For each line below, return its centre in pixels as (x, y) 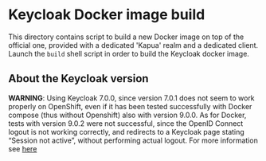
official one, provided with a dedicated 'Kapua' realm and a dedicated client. (133, 45)
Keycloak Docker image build (107, 15)
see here (23, 148)
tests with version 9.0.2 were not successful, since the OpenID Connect (126, 123)
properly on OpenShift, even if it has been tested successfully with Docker (130, 106)
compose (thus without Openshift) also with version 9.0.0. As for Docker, (127, 115)
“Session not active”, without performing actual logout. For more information (133, 140)
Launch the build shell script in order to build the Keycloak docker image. (129, 53)
